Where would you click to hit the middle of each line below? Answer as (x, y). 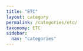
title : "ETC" (22, 11)
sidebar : (17, 33)
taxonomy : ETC (24, 28)
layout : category (27, 17)
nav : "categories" (34, 39)
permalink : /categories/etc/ (42, 22)
